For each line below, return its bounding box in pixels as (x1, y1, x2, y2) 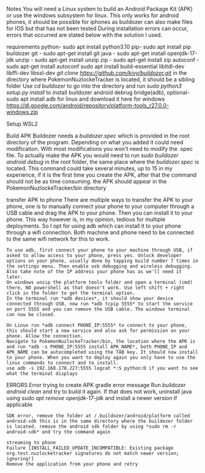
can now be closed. (6, 312, 56, 318)
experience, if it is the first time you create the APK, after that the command (6, 171, 197, 179)
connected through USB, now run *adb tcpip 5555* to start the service (6, 301, 193, 307)
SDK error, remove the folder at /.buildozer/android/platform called (6, 413, 190, 419)
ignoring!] (6, 456, 34, 462)
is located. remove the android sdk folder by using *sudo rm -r (6, 423, 176, 429)
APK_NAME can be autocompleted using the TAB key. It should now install (6, 349, 199, 355)
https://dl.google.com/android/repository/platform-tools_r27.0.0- (6, 102, 170, 109)
